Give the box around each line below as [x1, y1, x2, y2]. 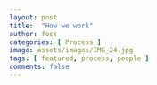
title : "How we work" [9, 21, 94, 30]
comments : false [9, 63, 70, 72]
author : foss [9, 29, 58, 38]
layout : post [9, 12, 58, 22]
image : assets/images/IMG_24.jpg [9, 46, 134, 55]
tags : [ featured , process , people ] [9, 54, 150, 63]
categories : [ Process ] [9, 37, 102, 47]
